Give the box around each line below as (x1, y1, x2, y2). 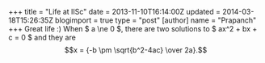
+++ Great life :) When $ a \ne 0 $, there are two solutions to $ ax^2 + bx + (8, 24, 258, 33)
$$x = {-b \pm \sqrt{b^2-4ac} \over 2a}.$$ (64, 45, 208, 55)
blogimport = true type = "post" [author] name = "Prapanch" (55, 15, 257, 25)
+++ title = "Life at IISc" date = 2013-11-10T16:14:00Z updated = (8, 7, 221, 16)
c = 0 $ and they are (8, 32, 77, 42)
